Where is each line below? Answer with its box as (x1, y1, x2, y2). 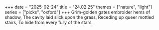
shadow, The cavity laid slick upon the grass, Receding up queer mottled (4, 15, 154, 20)
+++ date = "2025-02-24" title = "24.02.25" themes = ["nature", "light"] (4, 4, 153, 10)
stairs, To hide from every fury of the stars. (4, 19, 93, 25)
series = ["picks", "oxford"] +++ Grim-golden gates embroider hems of (4, 9, 151, 15)
